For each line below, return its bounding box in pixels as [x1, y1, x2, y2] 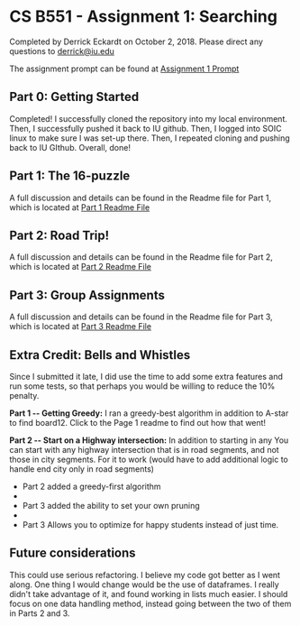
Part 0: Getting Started [9, 89, 140, 105]
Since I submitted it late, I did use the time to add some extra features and [9, 372, 284, 382]
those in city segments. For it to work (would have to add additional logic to [9, 454, 288, 465]
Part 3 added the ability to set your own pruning [22, 501, 200, 511]
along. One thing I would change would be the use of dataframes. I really [9, 579, 279, 590]
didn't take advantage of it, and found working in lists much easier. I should [9, 588, 288, 599]
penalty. [9, 391, 40, 400]
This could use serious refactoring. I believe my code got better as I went [9, 569, 281, 580]
